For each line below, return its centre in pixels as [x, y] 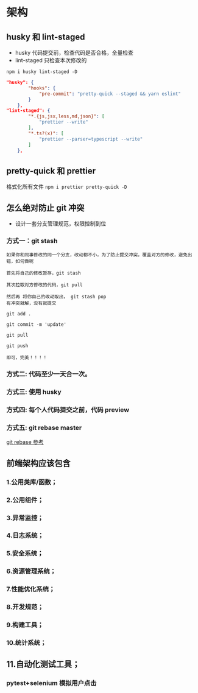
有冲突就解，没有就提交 [31, 303]
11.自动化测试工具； [43, 664]
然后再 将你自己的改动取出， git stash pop [56, 297]
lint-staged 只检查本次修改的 [51, 60]
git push [17, 346]
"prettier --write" [63, 122]
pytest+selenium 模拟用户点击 [51, 683]
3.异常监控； [25, 518]
